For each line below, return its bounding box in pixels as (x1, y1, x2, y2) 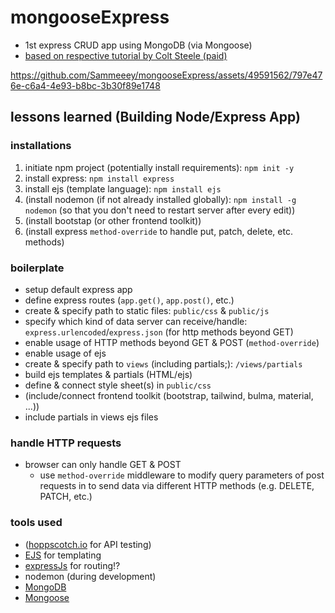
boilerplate (10, 261, 65, 275)
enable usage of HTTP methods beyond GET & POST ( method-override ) (24, 336, 320, 348)
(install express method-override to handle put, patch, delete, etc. (24, 225, 293, 237)
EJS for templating (24, 549, 102, 561)
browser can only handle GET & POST (24, 459, 182, 471)
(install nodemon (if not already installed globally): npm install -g (24, 193, 297, 205)
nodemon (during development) (24, 570, 157, 582)
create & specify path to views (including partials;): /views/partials (24, 357, 303, 370)
